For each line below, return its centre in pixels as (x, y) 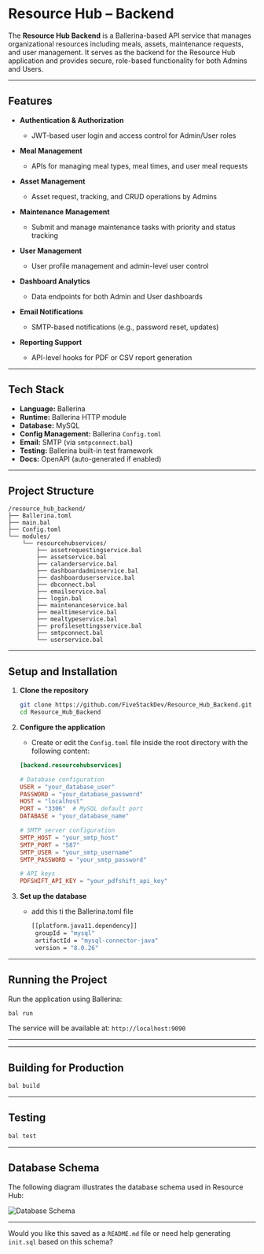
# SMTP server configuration (67, 831)
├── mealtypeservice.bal (77, 619)
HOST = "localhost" (51, 801)
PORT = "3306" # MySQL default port (81, 809)
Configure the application (62, 727)
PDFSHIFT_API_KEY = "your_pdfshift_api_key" (93, 881)
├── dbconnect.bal (66, 585)
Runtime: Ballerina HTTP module (73, 417)
